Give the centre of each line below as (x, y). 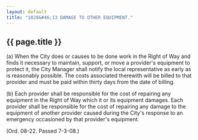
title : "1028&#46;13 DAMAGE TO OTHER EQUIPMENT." (70, 17)
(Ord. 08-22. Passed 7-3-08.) (43, 131)
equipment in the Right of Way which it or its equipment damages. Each (95, 100)
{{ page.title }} (34, 42)
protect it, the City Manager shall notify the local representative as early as (99, 69)
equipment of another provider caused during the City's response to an (95, 113)
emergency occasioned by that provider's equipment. (73, 119)
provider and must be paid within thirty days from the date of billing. (91, 82)
